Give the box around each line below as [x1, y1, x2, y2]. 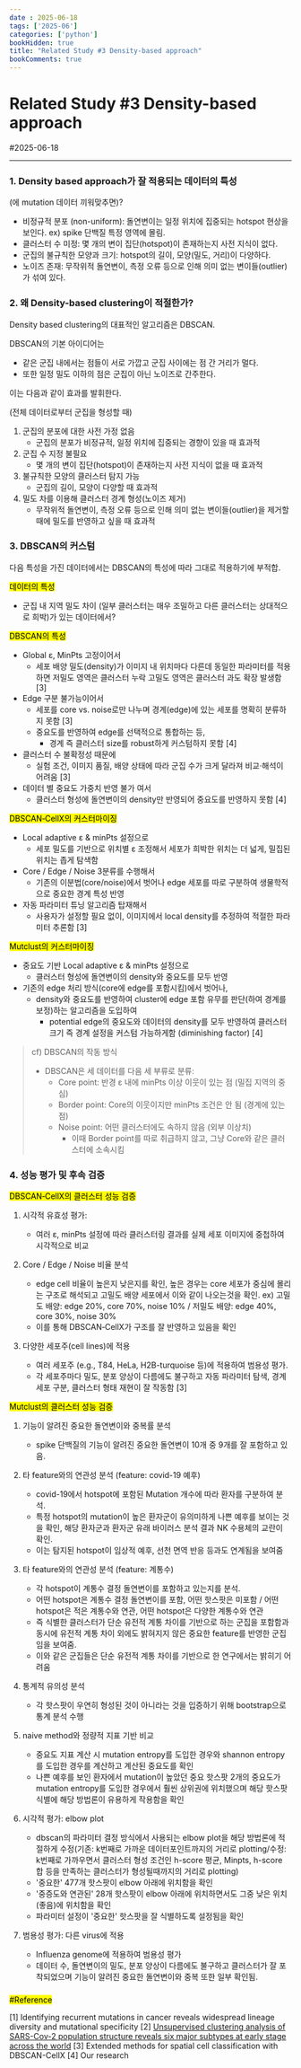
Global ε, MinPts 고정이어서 [21, 649, 121, 660]
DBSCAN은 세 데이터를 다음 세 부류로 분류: [44, 1065, 194, 1076]
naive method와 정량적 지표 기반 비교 [21, 1730, 154, 1741]
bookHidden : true [9, 38, 74, 48]
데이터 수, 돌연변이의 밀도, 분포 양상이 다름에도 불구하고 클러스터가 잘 [35, 1960, 278, 1971]
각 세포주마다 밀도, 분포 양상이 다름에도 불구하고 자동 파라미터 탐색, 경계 [35, 1371, 287, 1382]
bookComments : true [9, 55, 82, 64]
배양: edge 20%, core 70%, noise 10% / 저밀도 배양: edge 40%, [45, 1301, 277, 1312]
